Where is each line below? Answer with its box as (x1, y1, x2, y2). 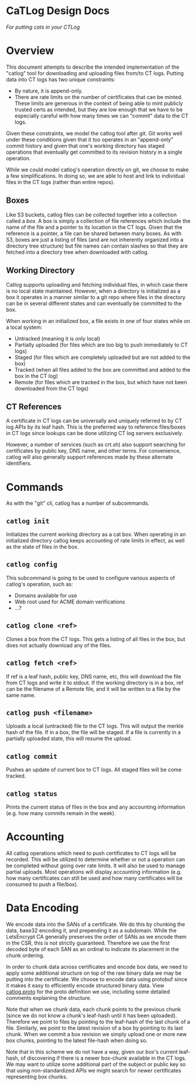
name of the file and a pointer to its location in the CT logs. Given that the (6, 223, 183, 230)
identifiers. (6, 460, 32, 467)
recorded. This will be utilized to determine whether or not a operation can (6, 856, 185, 863)
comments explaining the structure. (6, 994, 92, 1001)
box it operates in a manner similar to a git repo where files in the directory (6, 293, 186, 300)
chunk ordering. (6, 952, 45, 959)
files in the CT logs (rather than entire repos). (6, 178, 115, 185)
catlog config (6, 560, 57, 569)
